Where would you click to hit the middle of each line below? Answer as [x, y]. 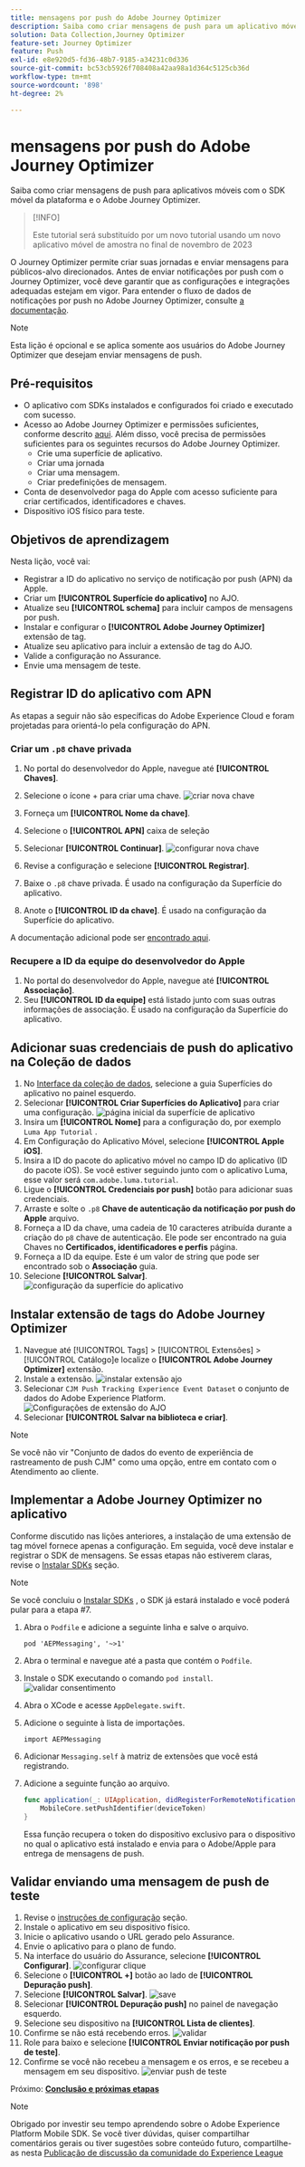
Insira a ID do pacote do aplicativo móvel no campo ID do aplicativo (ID [155, 1160]
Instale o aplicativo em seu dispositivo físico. [107, 1927]
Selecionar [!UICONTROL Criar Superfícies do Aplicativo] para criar [151, 1103]
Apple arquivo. [51, 1218]
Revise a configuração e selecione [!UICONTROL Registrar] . [136, 866]
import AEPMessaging [62, 1739]
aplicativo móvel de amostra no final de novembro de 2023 [142, 244]
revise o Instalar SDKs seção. [65, 1565]
